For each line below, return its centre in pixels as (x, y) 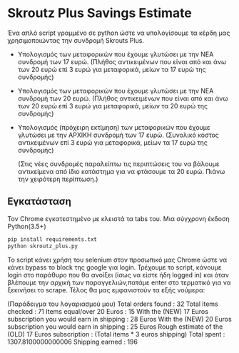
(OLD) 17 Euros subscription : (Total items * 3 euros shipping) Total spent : (116, 334)
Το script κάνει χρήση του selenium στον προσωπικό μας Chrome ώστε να (117, 260)
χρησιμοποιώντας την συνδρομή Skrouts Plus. (76, 40)
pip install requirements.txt (52, 239)
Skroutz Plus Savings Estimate (100, 13)
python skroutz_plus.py (43, 246)
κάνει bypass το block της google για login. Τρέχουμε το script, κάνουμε (115, 267)
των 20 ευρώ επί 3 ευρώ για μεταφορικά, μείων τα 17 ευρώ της (112, 69)
